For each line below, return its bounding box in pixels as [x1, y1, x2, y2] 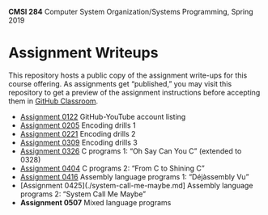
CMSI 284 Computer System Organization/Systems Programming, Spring [8, 7, 253, 16]
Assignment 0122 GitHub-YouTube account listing [19, 112, 186, 121]
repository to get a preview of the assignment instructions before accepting [8, 87, 261, 97]
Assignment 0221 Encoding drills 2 [19, 129, 136, 138]
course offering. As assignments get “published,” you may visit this [8, 78, 232, 88]
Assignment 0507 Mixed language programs [19, 197, 172, 207]
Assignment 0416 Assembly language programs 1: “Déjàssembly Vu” [19, 171, 249, 181]
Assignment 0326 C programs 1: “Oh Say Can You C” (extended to [19, 145, 242, 156]
